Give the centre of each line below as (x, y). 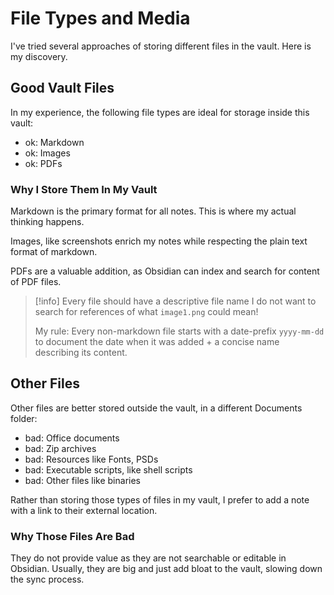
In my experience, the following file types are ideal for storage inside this (160, 112)
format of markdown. (54, 252)
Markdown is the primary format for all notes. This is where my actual (153, 211)
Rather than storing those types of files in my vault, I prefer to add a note (160, 499)
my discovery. (39, 56)
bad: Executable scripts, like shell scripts (108, 469)
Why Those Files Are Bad (72, 536)
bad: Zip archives (60, 448)
